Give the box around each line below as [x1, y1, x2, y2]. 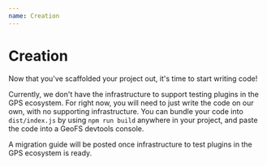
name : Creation [8, 11, 60, 20]
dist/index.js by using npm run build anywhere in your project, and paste [8, 115, 258, 125]
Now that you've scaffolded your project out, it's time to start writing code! [8, 74, 258, 83]
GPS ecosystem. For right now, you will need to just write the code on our [8, 98, 254, 108]
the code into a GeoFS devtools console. [8, 123, 144, 134]
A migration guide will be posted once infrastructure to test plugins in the [8, 139, 253, 149]
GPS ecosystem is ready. [8, 147, 93, 158]
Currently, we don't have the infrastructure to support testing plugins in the [8, 89, 260, 99]
